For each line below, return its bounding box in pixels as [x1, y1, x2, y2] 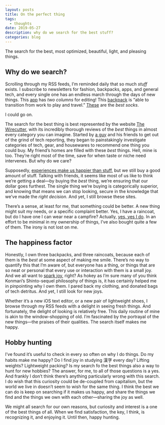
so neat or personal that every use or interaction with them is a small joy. [5, 267, 153, 273]
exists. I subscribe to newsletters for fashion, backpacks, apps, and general [5, 86, 159, 92]
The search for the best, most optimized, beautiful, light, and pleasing [5, 48, 147, 54]
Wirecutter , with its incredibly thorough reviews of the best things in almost [5, 126, 158, 132]
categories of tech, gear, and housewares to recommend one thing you [5, 142, 150, 148]
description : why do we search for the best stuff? [5, 30, 113, 35]
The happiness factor [5, 238, 72, 247]
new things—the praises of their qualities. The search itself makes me [5, 319, 147, 325]
